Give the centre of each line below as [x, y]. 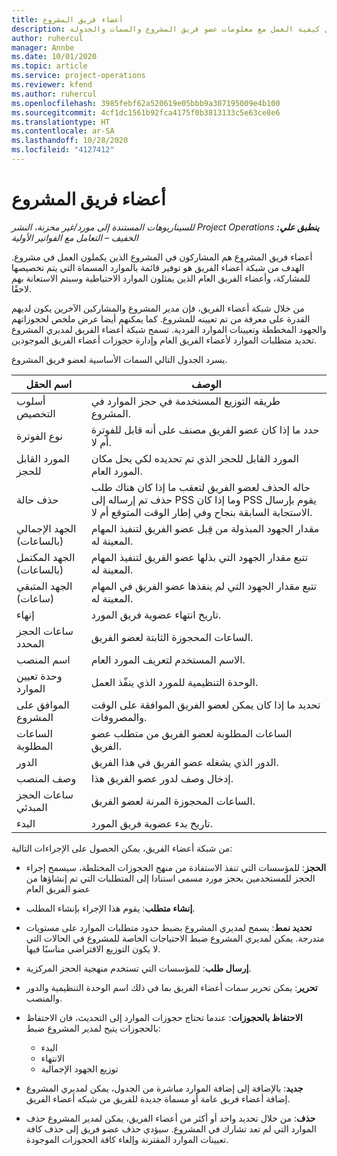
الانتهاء [52, 1058]
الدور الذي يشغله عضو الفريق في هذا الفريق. [184, 762]
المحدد [30, 643]
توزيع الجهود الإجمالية [79, 1068]
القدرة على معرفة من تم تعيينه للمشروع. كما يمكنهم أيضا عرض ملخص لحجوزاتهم [161, 318]
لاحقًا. [22, 288]
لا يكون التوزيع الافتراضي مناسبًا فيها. [93, 948]
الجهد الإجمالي [46, 528]
